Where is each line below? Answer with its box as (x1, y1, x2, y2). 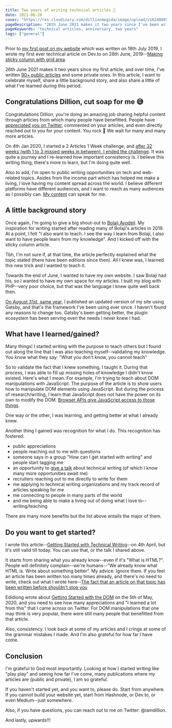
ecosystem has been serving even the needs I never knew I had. (5, 315, 141, 321)
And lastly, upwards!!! (5, 717, 51, 723)
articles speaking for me (12, 487, 64, 493)
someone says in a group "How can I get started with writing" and (12, 454, 152, 460)
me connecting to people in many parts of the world (12, 492, 122, 499)
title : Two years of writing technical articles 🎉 (5, 7, 116, 13)
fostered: (5, 433, 25, 439)
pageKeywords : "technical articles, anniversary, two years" (5, 27, 139, 32)
